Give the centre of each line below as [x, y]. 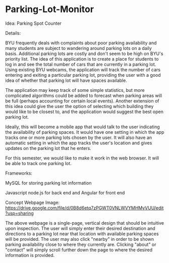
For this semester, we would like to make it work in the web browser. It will [82, 158]
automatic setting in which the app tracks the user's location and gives [79, 143]
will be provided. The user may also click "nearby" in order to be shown [80, 239]
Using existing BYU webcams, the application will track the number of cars [83, 70]
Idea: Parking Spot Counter [34, 23]
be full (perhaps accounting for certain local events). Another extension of [82, 101]
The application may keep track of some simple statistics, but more [75, 90]
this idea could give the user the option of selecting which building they [79, 106]
